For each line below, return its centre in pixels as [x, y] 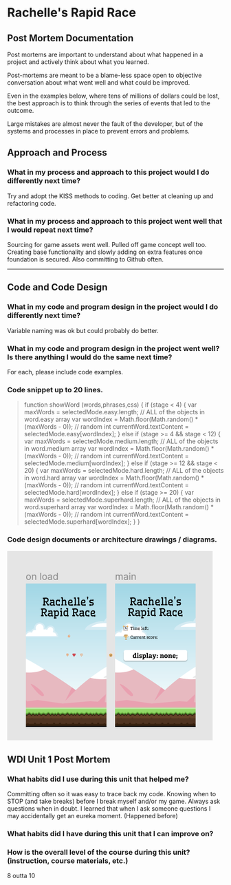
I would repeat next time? [51, 230]
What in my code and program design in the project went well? [113, 348]
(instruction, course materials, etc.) [68, 861]
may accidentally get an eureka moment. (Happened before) [93, 816]
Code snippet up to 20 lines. [55, 390]
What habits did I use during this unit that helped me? [98, 779]
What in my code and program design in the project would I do [113, 307]
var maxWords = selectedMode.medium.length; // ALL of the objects [121, 441]
